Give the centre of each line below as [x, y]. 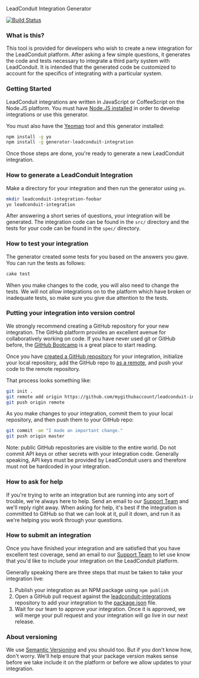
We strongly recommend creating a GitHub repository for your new [88, 326]
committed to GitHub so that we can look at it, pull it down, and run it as [93, 514]
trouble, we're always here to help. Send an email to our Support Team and [97, 501]
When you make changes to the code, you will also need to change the [93, 285]
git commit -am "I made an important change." [65, 431]
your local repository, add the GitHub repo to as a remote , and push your [95, 362]
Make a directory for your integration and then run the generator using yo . [96, 188]
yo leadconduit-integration [41, 204]
